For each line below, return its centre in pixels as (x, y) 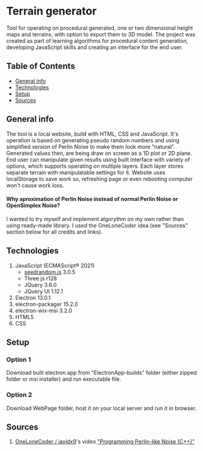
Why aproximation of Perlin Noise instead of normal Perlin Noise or (92, 199)
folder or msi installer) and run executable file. (64, 379)
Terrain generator (52, 11)
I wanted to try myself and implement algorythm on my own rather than (95, 219)
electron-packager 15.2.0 (47, 304)
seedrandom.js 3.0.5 (50, 272)
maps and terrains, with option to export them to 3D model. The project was (101, 34)
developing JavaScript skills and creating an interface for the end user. (95, 47)
